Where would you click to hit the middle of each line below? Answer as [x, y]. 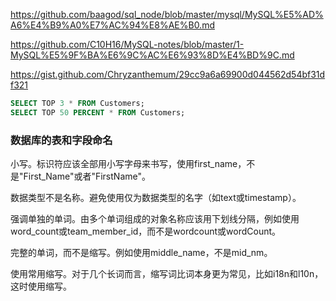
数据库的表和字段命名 [61, 140]
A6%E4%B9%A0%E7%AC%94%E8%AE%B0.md [112, 25]
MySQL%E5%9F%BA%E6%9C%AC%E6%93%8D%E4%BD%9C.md [152, 55]
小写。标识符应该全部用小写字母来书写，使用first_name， [128, 164]
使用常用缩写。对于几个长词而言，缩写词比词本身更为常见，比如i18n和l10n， [167, 274]
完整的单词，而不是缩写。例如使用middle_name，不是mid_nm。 [141, 253]
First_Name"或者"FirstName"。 [87, 176]
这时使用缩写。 [41, 286]
